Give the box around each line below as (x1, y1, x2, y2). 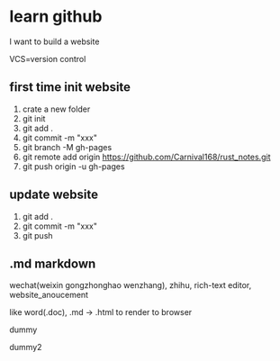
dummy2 (9, 342, 42, 353)
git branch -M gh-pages (22, 141, 113, 152)
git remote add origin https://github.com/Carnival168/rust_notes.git (22, 151, 271, 162)
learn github (9, 6, 103, 27)
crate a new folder (22, 104, 91, 114)
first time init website (9, 79, 131, 95)
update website (9, 187, 99, 203)
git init (22, 113, 46, 123)
